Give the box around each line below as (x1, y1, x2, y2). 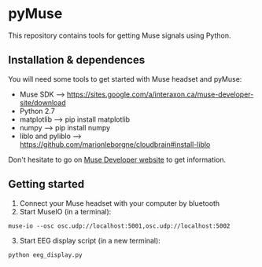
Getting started (8, 177, 85, 191)
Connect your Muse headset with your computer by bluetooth (19, 198, 220, 208)
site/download (19, 97, 67, 107)
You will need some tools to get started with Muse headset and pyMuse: (8, 74, 242, 83)
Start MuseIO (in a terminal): (19, 207, 112, 216)
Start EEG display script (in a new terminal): (19, 236, 161, 245)
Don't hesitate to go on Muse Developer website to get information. (8, 155, 227, 164)
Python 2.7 (19, 106, 55, 115)
